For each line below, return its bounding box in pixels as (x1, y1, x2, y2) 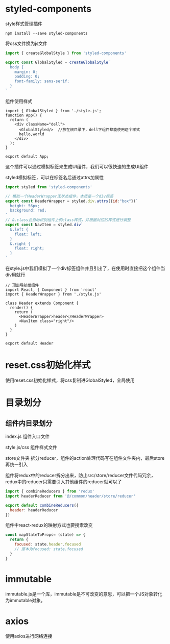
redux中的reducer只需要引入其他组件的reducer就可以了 (5, 479, 122, 485)
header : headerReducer (10, 507, 58, 513)
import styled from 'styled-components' (5, 184, 93, 189)
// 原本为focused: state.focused (14, 547, 83, 552)
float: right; (14, 246, 44, 251)
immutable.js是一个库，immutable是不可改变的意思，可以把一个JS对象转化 (5, 590, 162, 597)
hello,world (18, 131, 44, 137)
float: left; (14, 232, 42, 237)
